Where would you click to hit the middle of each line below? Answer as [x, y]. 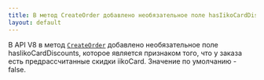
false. [17, 69]
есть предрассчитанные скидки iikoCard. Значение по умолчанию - [123, 61]
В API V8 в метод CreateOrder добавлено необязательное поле [113, 44]
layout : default [35, 23]
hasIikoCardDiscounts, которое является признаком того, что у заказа [125, 53]
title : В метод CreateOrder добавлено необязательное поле [107, 15]
